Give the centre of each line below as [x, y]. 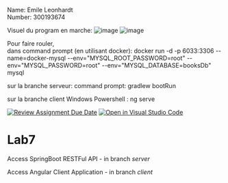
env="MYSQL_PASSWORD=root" [54, 65]
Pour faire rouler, [31, 43]
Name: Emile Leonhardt [40, 10]
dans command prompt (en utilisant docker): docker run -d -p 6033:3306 [111, 51]
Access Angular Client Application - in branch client [80, 172]
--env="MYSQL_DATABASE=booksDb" [156, 65]
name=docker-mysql [37, 58]
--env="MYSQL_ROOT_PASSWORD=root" [126, 58]
